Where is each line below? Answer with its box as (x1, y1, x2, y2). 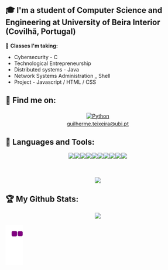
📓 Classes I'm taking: (5, 42, 58, 49)
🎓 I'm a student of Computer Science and (5, 5, 162, 15)
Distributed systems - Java (13, 66, 80, 73)
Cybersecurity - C (13, 53, 58, 60)
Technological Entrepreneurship (13, 60, 91, 67)
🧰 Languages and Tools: (5, 137, 95, 147)
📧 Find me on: (5, 95, 56, 105)
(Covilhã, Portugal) (5, 26, 77, 37)
